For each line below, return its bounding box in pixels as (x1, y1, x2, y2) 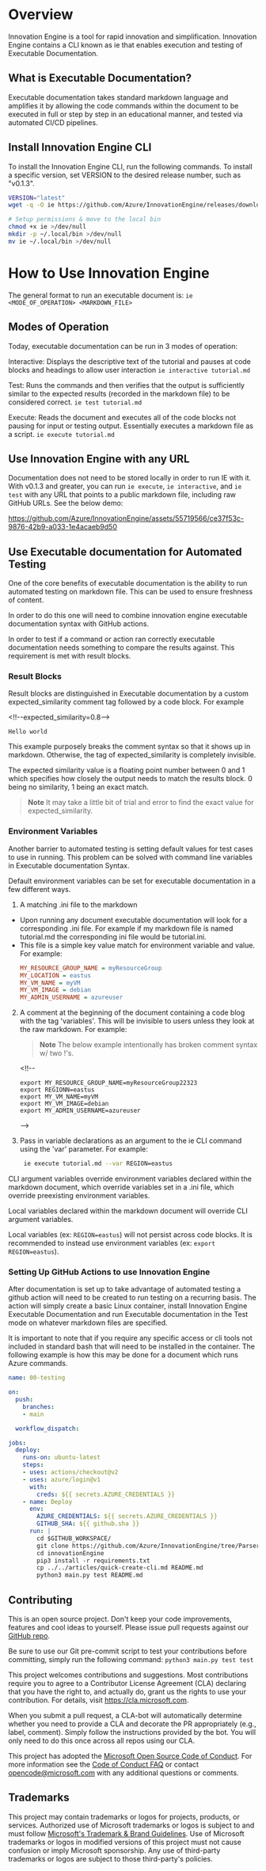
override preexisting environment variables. (8, 1191, 150, 1201)
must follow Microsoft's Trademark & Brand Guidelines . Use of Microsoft (8, 1828, 245, 1838)
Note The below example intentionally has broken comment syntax (39, 1040, 258, 1049)
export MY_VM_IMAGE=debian (19, 1100, 109, 1108)
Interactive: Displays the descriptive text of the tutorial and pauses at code (8, 356, 252, 366)
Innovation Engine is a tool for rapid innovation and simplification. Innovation (8, 32, 257, 41)
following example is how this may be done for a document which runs (8, 1350, 239, 1360)
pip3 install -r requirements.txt (36, 1557, 150, 1565)
